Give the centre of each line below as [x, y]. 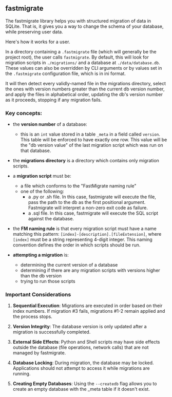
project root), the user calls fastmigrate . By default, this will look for [77, 57]
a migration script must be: [42, 176]
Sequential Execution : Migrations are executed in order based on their [88, 306]
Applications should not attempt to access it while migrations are [81, 368]
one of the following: [42, 192]
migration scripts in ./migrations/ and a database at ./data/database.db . [83, 62]
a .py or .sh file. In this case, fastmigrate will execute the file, [92, 197]
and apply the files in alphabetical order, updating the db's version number [84, 94]
